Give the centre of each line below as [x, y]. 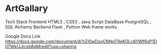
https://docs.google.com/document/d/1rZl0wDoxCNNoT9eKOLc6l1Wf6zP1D [81, 41]
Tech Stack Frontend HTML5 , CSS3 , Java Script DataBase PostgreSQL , [78, 22]
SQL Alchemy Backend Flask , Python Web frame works [61, 27]
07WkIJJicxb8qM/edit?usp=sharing [41, 46]
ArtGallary [27, 8]
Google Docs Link [23, 36]
